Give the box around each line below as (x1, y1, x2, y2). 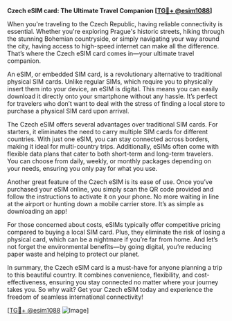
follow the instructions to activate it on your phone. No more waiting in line (7, 192, 220, 201)
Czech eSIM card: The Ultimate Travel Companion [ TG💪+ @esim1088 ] (7, 7, 213, 15)
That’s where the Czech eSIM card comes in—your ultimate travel (7, 49, 195, 57)
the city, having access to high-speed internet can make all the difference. (7, 42, 220, 50)
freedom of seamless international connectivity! (7, 293, 144, 301)
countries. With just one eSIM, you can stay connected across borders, (7, 135, 210, 143)
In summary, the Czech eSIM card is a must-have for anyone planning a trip (7, 264, 223, 271)
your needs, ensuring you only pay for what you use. (7, 165, 158, 172)
